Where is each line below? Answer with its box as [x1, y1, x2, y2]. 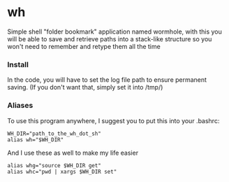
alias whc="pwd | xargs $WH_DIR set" [7, 168, 117, 175]
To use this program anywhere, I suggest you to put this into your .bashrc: [7, 116, 220, 125]
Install [7, 59, 29, 69]
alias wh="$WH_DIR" [7, 136, 64, 143]
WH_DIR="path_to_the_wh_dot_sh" [7, 130, 101, 137]
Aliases [7, 101, 34, 111]
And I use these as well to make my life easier [7, 148, 138, 157]
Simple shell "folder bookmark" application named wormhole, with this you [7, 27, 222, 36]
